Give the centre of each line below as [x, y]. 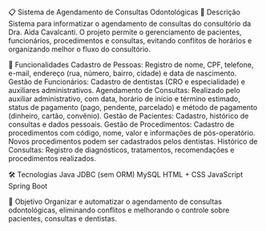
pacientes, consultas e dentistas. [63, 219]
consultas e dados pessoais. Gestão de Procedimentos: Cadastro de [121, 124]
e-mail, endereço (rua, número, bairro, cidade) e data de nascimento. [123, 73]
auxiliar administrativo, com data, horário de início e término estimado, [124, 99]
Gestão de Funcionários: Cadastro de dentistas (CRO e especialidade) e [127, 82]
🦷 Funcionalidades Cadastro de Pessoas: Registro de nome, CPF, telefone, [131, 65]
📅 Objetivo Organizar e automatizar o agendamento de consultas [115, 201]
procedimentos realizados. [52, 158]
